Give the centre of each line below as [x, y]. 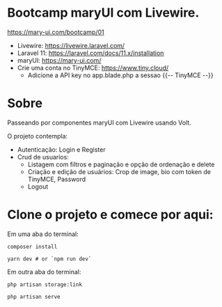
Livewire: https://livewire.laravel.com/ [71, 45]
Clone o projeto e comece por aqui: [110, 215]
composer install [32, 246]
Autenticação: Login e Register [61, 149]
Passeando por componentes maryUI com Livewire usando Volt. [99, 123]
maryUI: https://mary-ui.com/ [59, 60]
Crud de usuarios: [43, 157]
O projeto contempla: [38, 136]
